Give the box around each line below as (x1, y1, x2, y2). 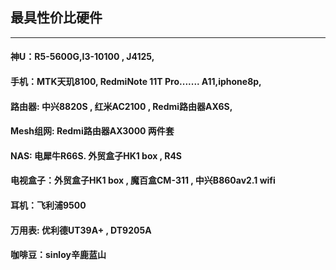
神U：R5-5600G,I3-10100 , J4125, (10, 51, 155, 63)
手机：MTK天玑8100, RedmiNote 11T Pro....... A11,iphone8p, (10, 76, 262, 87)
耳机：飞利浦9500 (10, 199, 87, 211)
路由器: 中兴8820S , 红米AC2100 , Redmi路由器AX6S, (10, 100, 233, 112)
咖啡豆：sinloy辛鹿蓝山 (10, 249, 107, 261)
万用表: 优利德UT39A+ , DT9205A (10, 224, 152, 236)
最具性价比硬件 (10, 9, 103, 27)
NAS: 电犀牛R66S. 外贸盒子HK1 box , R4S (10, 149, 183, 162)
